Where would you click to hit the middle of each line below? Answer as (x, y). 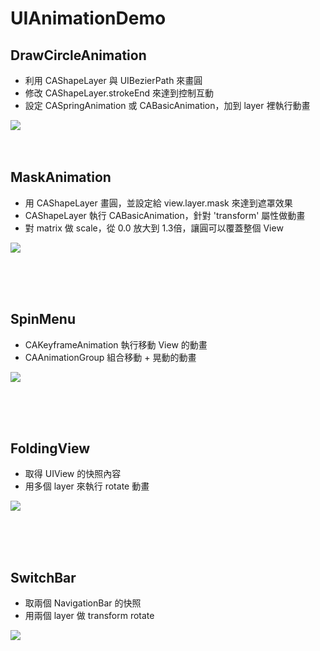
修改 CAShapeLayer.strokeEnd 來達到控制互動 (119, 93)
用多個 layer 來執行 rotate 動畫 (87, 486)
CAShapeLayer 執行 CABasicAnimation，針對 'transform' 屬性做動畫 (165, 215)
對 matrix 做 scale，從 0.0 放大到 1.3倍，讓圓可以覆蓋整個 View (154, 228)
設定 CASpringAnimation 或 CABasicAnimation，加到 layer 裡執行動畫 (167, 105)
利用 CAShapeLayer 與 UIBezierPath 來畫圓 (113, 80)
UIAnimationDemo (88, 18)
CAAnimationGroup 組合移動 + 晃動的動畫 (110, 357)
